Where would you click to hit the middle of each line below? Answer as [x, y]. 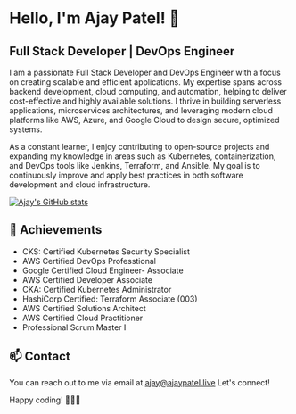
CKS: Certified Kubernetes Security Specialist [106, 251]
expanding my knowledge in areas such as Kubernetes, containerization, [143, 156]
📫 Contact [40, 356]
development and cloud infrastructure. [80, 185]
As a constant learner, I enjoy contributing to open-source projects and [140, 147]
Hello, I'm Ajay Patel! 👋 [95, 18]
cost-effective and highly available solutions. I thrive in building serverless [145, 101]
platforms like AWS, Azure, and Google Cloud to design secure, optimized [144, 120]
